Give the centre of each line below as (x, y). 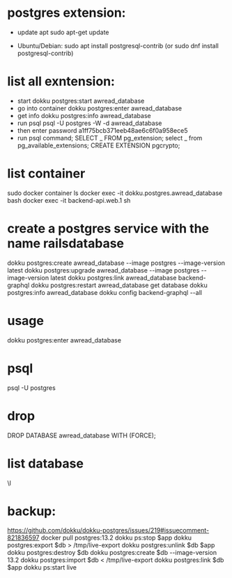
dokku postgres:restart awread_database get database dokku (119, 285)
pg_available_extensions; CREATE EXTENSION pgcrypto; (99, 145)
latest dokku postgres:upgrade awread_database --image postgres (103, 270)
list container (46, 174)
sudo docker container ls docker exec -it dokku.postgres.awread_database (115, 193)
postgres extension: (67, 13)
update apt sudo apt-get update (63, 32)
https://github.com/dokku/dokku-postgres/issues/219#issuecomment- (108, 530)
